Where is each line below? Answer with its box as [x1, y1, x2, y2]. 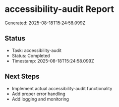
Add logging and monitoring [11, 96, 69, 102]
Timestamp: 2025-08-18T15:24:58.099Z [11, 58, 95, 64]
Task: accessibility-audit [11, 47, 61, 53]
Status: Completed [11, 53, 50, 58]
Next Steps [4, 72, 40, 81]
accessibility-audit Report [4, 3, 115, 15]
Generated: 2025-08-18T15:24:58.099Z [4, 20, 86, 26]
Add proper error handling [11, 91, 65, 97]
